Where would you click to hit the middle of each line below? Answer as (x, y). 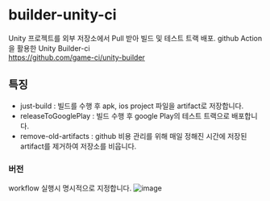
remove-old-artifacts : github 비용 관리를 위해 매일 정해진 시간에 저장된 (133, 136)
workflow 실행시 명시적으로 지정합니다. (70, 188)
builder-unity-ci (62, 15)
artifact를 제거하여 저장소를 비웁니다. (78, 146)
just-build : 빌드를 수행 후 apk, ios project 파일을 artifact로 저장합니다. (132, 106)
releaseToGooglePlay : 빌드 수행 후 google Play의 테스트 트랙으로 (125, 115)
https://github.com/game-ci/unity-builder (77, 57)
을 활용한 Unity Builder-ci (49, 48)
